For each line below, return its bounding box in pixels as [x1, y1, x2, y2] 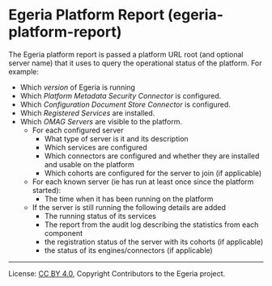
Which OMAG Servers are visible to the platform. [19, 116, 183, 126]
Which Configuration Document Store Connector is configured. [19, 99, 231, 109]
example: [8, 66, 39, 76]
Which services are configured [44, 142, 147, 152]
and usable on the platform [44, 159, 135, 169]
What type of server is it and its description [44, 133, 189, 143]
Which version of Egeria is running [19, 82, 136, 92]
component [44, 228, 83, 238]
